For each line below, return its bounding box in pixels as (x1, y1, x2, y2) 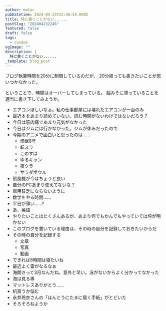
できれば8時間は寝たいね (12, 257, 64, 263)
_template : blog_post (5, 59, 50, 64)
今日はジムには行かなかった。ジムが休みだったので (12, 126, 118, 132)
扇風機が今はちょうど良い (12, 176, 65, 182)
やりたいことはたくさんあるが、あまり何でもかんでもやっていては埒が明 (12, 213, 161, 219)
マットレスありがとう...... (12, 282, 64, 288)
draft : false (5, 31, 32, 36)
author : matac (5, 7, 35, 13)
